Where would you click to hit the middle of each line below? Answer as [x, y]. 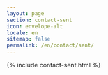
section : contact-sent [39, 20]
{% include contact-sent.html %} [54, 65]
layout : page [25, 13]
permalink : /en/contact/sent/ [51, 45]
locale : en [22, 33]
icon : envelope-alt [35, 26]
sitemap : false [29, 39]
